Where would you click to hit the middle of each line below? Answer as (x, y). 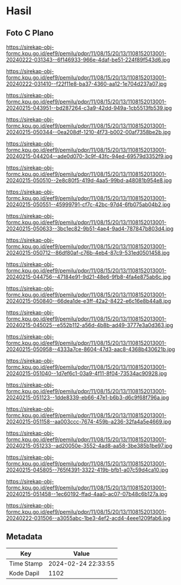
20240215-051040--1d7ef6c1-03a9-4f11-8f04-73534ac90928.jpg (87, 373)
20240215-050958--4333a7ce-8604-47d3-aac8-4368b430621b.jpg (91, 349)
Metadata (24, 537)
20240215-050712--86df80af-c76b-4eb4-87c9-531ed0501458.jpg (88, 253)
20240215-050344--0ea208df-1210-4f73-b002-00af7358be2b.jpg (88, 132)
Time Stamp (26, 564)
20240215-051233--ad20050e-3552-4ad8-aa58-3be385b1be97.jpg (89, 446)
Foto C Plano (30, 33)
